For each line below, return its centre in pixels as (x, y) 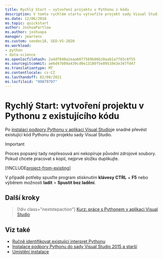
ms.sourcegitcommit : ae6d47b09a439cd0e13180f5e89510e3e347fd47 (70, 64)
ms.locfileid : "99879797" (31, 81)
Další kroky (22, 198)
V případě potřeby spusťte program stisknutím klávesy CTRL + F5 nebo (77, 177)
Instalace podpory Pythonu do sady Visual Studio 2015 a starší (74, 247)
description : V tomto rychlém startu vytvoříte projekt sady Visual (76, 14)
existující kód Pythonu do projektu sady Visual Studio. (59, 134)
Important (15, 144)
